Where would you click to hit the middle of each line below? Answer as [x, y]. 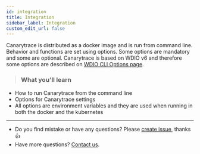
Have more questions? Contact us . [57, 144]
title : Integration [30, 17]
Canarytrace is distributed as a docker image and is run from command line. [99, 45]
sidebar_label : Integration [41, 23]
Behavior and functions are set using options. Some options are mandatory [98, 52]
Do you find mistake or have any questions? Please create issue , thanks [103, 129]
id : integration [26, 12]
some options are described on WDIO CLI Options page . [75, 64]
